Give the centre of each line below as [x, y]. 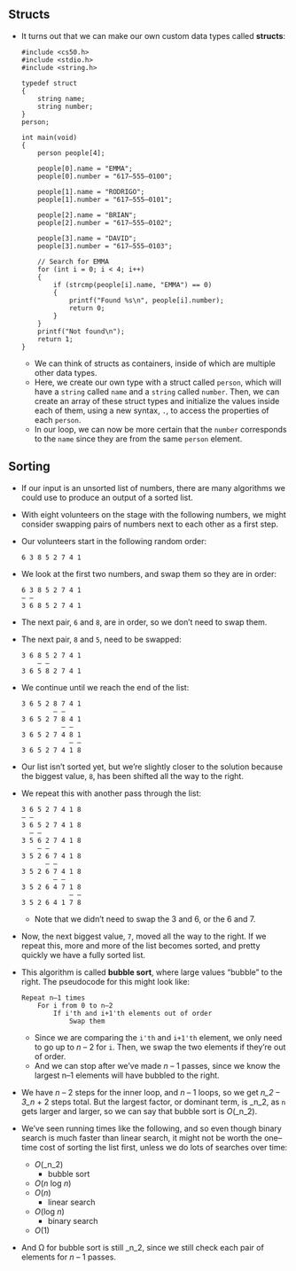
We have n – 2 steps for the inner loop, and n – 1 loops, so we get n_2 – [150, 1092]
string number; [66, 106]
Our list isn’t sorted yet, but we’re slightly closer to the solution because [152, 767]
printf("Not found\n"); [81, 331]
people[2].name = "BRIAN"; [87, 215]
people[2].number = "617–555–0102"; [105, 222]
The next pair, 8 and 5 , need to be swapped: [101, 639]
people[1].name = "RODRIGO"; [91, 191]
